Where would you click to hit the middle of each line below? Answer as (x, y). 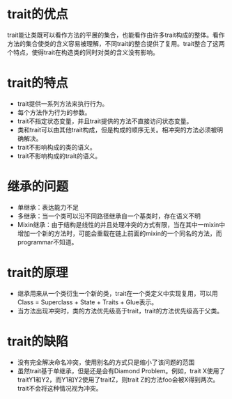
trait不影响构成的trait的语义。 (59, 156)
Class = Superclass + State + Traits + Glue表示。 (87, 302)
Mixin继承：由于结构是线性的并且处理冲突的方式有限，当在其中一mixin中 (121, 224)
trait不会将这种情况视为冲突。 (60, 388)
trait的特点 (38, 83)
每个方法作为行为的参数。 (54, 112)
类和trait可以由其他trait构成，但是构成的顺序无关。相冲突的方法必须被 (117, 130)
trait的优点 (38, 14)
